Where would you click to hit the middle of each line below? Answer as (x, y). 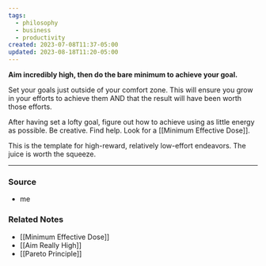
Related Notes (36, 219)
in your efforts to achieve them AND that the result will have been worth (125, 98)
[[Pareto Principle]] (51, 253)
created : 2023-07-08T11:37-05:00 (63, 45)
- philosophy (37, 23)
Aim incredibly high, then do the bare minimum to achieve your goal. (123, 75)
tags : (17, 15)
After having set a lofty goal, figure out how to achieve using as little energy (131, 122)
